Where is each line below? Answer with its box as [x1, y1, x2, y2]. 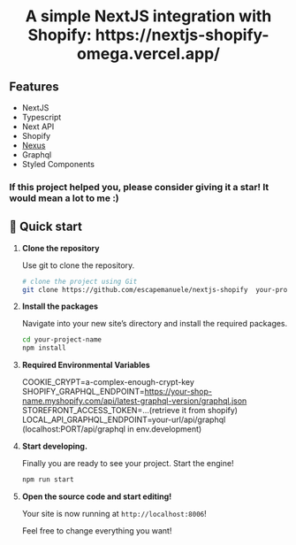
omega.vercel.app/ [76, 44, 221, 64]
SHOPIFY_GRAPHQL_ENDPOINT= [21, 387, 145, 397]
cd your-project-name [21, 335, 102, 344]
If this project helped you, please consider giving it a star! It [9, 180, 269, 193]
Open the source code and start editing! [21, 491, 172, 502]
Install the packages [21, 301, 99, 311]
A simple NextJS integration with [25, 6, 272, 27]
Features [9, 79, 59, 94]
